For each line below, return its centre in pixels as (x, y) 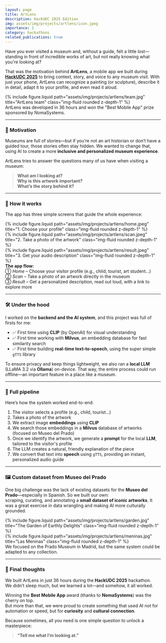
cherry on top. (20, 600)
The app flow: (20, 266)
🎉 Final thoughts (25, 569)
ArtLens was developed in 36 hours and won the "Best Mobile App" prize (80, 107)
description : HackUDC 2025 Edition (42, 19)
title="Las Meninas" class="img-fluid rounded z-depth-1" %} (67, 542)
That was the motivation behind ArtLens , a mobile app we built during (76, 71)
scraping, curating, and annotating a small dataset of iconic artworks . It (79, 501)
